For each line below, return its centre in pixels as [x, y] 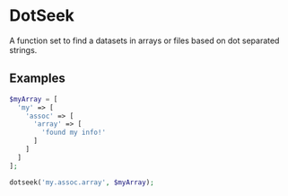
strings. [23, 49]
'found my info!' [74, 133]
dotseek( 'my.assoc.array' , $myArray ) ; [82, 182]
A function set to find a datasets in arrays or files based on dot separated [144, 40]
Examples [37, 79]
